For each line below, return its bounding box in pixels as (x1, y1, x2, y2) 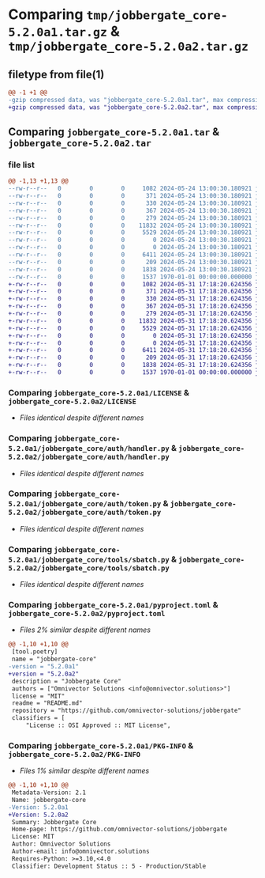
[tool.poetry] (11, 648, 58, 656)
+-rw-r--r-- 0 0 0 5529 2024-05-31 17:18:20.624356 (8, 324, 252, 332)
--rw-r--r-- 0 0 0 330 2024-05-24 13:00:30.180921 (8, 199, 252, 207)
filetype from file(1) (8, 67, 105, 81)
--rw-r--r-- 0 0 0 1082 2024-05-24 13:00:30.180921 (8, 184, 252, 193)
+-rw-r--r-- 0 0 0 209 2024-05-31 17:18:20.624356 (8, 354, 252, 361)
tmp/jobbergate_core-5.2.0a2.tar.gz (8, 40, 249, 55)
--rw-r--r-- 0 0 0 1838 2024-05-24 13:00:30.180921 (8, 265, 252, 274)
